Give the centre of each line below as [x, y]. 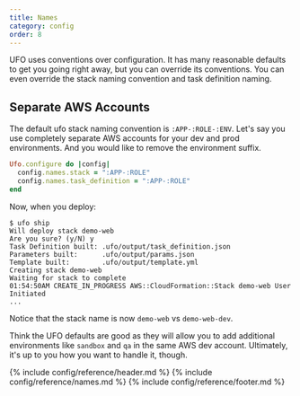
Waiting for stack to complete [68, 278]
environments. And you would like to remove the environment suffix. [136, 148]
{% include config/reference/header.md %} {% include [111, 372]
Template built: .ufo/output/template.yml [104, 262]
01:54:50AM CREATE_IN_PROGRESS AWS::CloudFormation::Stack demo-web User [150, 286]
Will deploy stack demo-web [62, 231]
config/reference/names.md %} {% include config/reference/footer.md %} [147, 382]
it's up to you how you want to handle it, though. [99, 355]
